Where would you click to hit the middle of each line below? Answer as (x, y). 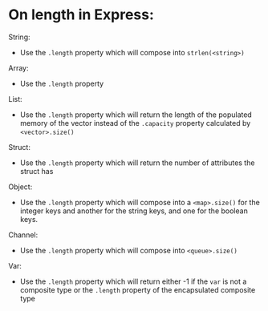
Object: (20, 187)
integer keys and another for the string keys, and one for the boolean (134, 211)
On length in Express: (81, 15)
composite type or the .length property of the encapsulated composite (138, 289)
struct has (37, 171)
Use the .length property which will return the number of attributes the (137, 163)
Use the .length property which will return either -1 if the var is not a (133, 281)
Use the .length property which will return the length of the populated (136, 115)
